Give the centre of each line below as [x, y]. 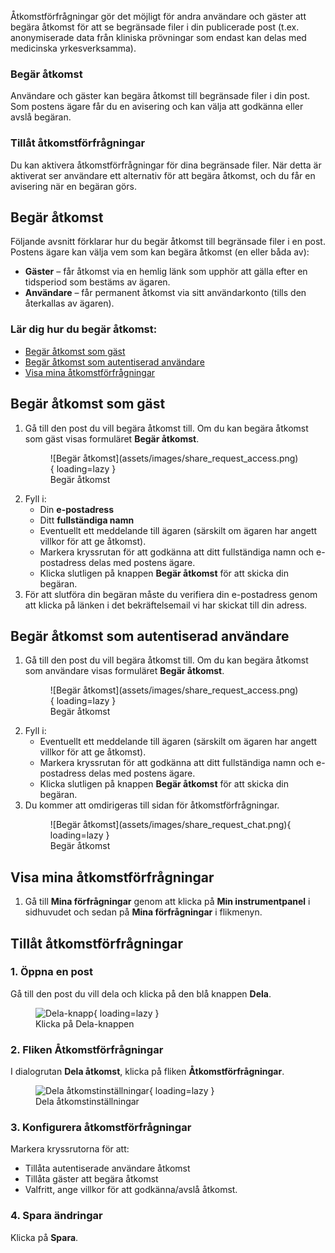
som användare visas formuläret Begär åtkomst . [124, 671]
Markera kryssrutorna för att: [70, 1149]
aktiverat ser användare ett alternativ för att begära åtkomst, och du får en [163, 175]
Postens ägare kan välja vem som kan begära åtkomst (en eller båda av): [160, 252]
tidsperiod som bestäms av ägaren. [97, 282]
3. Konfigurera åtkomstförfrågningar [101, 1128]
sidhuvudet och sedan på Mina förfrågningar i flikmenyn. [143, 912]
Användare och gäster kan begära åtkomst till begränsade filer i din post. [160, 96]
